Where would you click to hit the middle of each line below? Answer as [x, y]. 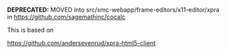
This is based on [30, 30]
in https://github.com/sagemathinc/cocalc [66, 17]
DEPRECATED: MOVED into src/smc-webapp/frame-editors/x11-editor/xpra [113, 10]
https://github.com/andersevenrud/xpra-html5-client [81, 43]
